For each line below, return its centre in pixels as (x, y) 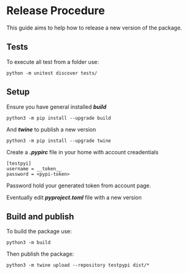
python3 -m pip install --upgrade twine (59, 141)
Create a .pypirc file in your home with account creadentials (82, 152)
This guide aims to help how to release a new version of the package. (94, 28)
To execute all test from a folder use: (53, 61)
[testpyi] (19, 163)
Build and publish (40, 217)
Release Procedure (56, 11)
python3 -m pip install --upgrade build (59, 118)
